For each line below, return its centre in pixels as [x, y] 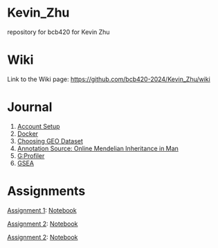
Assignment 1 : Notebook [42, 210]
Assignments [46, 191]
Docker [28, 134]
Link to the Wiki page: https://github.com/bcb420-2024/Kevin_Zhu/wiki [109, 79]
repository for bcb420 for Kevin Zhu [58, 32]
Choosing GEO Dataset [50, 141]
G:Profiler [31, 156]
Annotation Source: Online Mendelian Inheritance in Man [98, 148]
